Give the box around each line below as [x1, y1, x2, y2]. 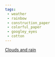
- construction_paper [7, 20, 50, 25]
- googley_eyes [7, 29, 37, 34]
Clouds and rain [5, 46, 36, 53]
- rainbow [7, 16, 27, 21]
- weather [7, 11, 27, 16]
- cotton [7, 34, 25, 39]
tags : [5, 7, 16, 12]
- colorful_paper [7, 25, 42, 30]
